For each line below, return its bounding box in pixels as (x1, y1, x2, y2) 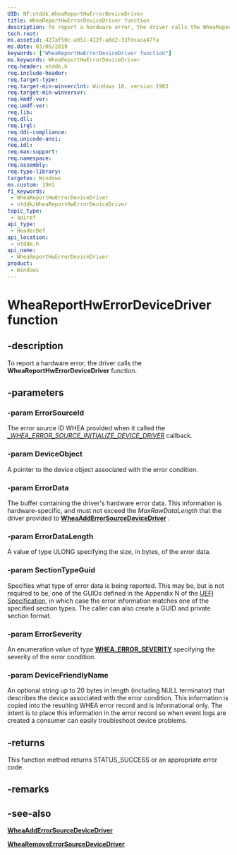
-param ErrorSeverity (7, 629, 83, 639)
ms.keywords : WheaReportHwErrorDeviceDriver (7, 57, 140, 64)
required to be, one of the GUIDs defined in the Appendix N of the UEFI (7, 589, 214, 597)
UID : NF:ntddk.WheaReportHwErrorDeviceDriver (7, 10, 143, 18)
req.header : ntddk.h (7, 63, 68, 70)
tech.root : (7, 30, 39, 37)
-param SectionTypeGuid (7, 565, 95, 575)
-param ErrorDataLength (7, 531, 94, 541)
